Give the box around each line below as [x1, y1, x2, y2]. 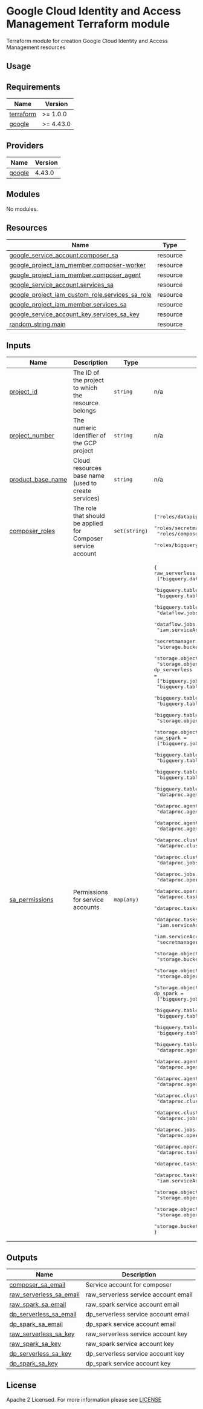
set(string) [114, 528, 148, 534]
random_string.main [9, 320, 66, 328]
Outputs [6, 1252, 38, 1262]
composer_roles [9, 527, 56, 535]
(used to [72, 479, 97, 488]
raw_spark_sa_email [9, 1301, 66, 1309]
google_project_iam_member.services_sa [9, 300, 127, 308]
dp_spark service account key [85, 1359, 171, 1368]
